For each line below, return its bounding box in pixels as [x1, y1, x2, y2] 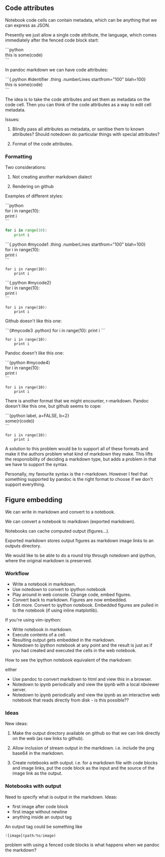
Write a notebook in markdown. [12, 581, 76, 587]
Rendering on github [12, 184, 54, 190]
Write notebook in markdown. [12, 626, 72, 632]
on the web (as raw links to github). [12, 736, 84, 741]
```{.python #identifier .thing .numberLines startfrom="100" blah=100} [5, 76, 146, 82]
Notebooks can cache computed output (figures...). [5, 528, 110, 534]
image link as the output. [12, 770, 63, 777]
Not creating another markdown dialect [12, 174, 92, 180]
